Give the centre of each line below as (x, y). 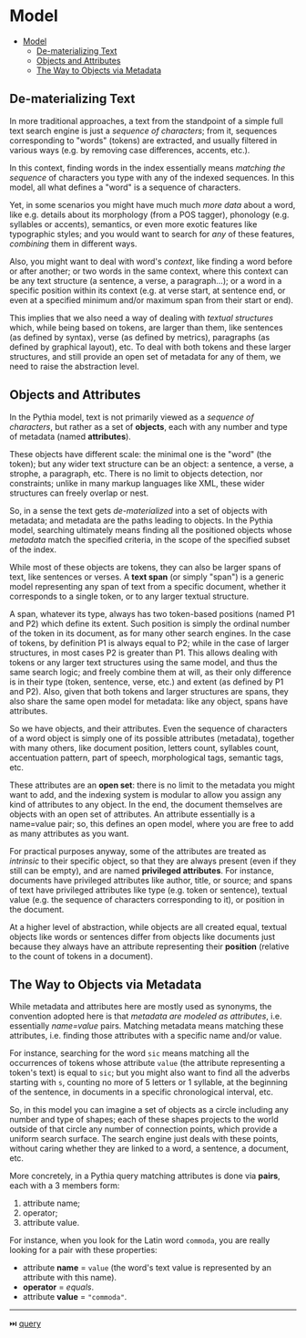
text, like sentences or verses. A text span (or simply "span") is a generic (147, 577)
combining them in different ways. (73, 244)
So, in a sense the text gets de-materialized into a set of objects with (138, 510)
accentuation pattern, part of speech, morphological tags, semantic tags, (147, 758)
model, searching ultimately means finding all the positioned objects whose (151, 529)
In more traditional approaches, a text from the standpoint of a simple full (147, 120)
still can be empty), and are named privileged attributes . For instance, (142, 870)
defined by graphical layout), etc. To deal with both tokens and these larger (150, 347)
